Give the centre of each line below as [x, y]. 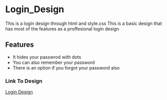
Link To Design [24, 81]
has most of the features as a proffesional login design [62, 28]
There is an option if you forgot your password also [66, 68]
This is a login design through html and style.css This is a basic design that [84, 23]
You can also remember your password [54, 62]
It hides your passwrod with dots [47, 57]
